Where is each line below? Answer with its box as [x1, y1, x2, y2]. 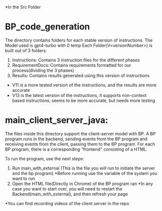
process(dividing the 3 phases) [12, 67, 74, 73]
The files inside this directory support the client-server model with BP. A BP [5, 131, 156, 136]
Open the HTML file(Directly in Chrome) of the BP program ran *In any [12, 180, 153, 187]
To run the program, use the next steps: [5, 155, 84, 161]
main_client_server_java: [5, 115, 108, 126]
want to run [12, 175, 35, 181]
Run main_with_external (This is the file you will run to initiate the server [12, 165, 155, 171]
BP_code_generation [5, 21, 90, 32]
